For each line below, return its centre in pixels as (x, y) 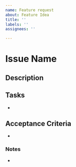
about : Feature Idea (27, 15)
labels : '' (17, 24)
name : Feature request (30, 10)
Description (24, 78)
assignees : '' (21, 29)
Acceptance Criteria (38, 123)
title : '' (16, 19)
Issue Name (31, 59)
